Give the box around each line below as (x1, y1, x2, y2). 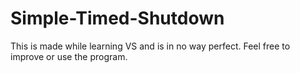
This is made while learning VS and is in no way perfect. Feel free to (10, 40, 291, 52)
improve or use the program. (10, 50, 128, 62)
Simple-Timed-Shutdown (10, 7, 225, 30)
